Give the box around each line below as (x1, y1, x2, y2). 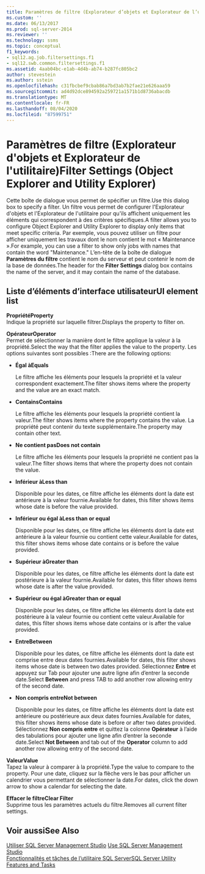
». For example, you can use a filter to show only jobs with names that (6, 242, 181, 250)
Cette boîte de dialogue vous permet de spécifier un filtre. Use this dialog (6, 197, 189, 204)
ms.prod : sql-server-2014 (6, 26, 72, 32)
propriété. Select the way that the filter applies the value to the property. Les (6, 343, 197, 350)
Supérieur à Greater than (15, 558, 79, 566)
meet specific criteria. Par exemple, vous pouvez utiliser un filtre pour (6, 229, 181, 237)
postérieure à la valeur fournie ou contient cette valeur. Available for (15, 613, 185, 621)
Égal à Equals (15, 361, 49, 369)
